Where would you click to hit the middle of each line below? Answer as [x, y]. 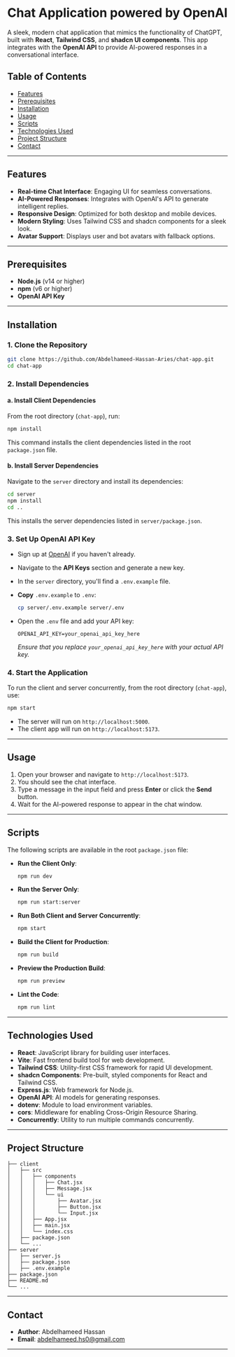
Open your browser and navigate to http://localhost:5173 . [103, 774]
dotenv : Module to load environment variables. [85, 1105]
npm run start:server [49, 902]
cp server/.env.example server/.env [71, 608]
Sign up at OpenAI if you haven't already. [76, 554]
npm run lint [36, 1007]
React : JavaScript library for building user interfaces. [94, 1052]
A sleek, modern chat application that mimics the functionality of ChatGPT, [115, 32]
